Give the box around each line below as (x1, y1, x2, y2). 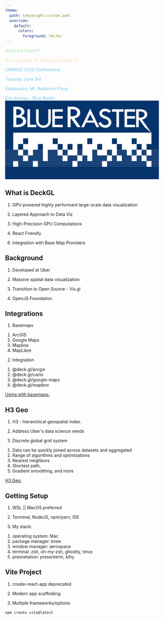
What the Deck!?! (5, 48, 40, 53)
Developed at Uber (12, 267, 50, 273)
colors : (18, 28, 34, 34)
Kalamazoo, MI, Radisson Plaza (5, 86, 68, 92)
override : (9, 18, 29, 23)
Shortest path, (12, 463, 41, 469)
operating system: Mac (12, 533, 59, 539)
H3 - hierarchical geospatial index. (12, 419, 82, 425)
